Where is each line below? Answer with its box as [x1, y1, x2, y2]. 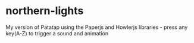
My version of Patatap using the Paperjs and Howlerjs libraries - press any [5, 24, 188, 31]
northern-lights [5, 4, 84, 18]
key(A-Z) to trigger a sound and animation [5, 29, 108, 37]
